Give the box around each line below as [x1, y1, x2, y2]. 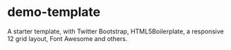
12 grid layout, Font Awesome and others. [7, 34, 128, 42]
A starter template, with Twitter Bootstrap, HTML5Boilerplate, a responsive [7, 27, 225, 35]
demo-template [7, 4, 101, 20]
